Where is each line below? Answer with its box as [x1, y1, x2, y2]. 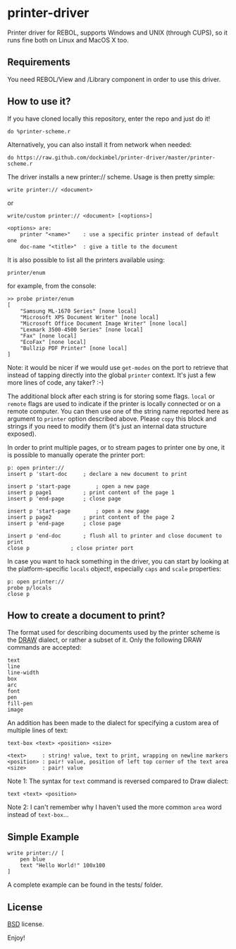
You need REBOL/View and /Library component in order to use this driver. [7, 75, 221, 83]
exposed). [7, 429, 37, 438]
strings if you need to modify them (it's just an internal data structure [7, 422, 207, 430]
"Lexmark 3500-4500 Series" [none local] [20, 326, 143, 333]
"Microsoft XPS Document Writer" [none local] [20, 314, 159, 321]
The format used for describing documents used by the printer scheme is [7, 628, 221, 637]
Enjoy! [7, 933, 26, 942]
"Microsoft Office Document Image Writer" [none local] [20, 320, 188, 327]
